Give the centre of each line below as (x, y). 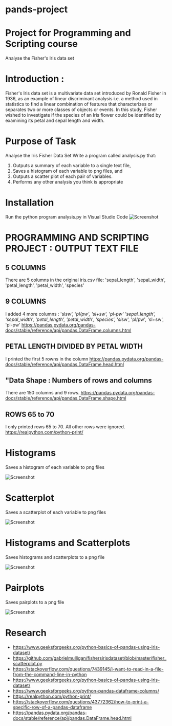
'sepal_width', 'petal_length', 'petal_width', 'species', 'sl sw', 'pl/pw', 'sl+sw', (84, 319)
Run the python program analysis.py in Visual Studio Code (67, 216)
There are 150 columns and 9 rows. (42, 393)
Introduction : (35, 79)
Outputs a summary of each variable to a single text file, (72, 165)
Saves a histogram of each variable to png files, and (68, 171)
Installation (30, 203)
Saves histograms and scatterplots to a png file (55, 557)
